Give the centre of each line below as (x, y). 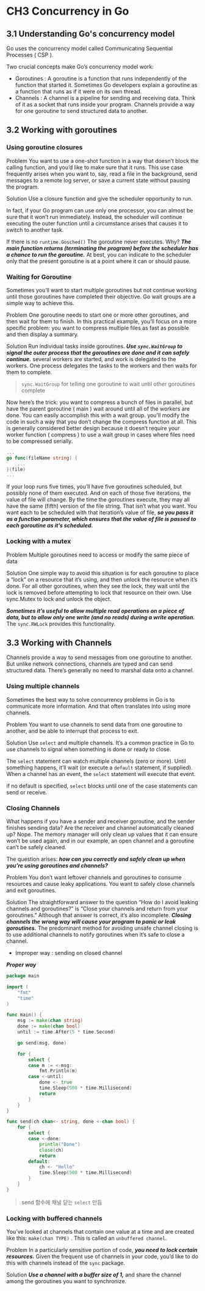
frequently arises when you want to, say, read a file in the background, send (102, 174)
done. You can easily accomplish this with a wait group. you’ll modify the (98, 415)
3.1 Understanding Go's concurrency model (91, 34)
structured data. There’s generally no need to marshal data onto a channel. (100, 671)
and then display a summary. (43, 334)
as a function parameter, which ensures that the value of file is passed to (101, 519)
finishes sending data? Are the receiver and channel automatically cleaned (100, 828)
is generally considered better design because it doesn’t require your (93, 428)
